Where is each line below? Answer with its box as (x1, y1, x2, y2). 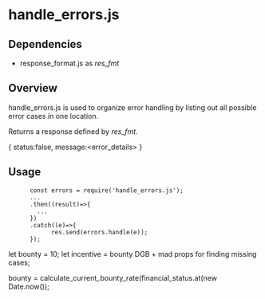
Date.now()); (8, 281, 50, 291)
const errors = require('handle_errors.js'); (29, 186, 184, 195)
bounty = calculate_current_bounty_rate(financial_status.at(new (8, 273, 218, 282)
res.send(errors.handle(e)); (50, 228, 148, 236)
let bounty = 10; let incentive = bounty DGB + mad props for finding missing (8, 249, 257, 258)
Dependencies (8, 37, 82, 51)
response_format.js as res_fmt (19, 58, 120, 68)
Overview (8, 81, 58, 95)
